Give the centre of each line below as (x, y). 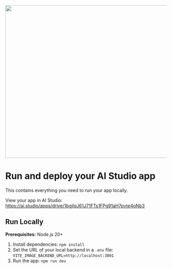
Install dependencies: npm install (48, 244)
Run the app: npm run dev (39, 261)
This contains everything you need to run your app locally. (67, 190)
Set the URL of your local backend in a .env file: (63, 249)
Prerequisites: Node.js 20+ (34, 234)
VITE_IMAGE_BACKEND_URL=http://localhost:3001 (63, 256)
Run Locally (24, 222)
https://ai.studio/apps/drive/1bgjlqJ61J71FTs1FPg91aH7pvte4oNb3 (75, 206)
